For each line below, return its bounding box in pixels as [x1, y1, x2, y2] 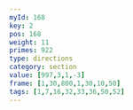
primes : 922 [9, 46, 53, 55]
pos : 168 [9, 29, 42, 38]
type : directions [9, 54, 74, 63]
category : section [9, 63, 77, 72]
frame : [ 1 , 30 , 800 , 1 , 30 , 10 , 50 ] [9, 79, 121, 88]
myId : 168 [9, 12, 46, 22]
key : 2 [9, 21, 34, 30]
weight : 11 [9, 37, 50, 47]
